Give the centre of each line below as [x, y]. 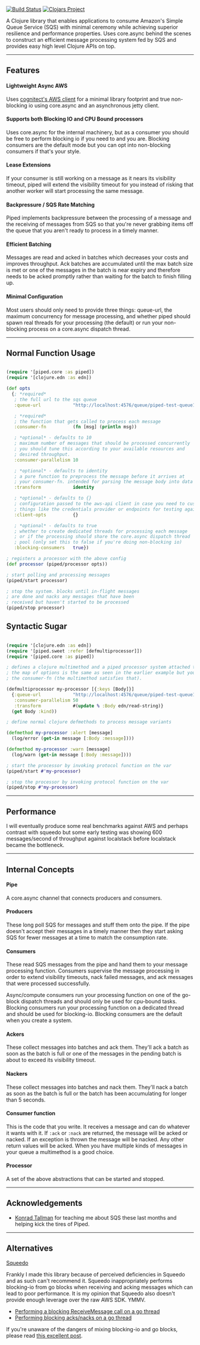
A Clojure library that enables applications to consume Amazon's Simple [95, 21]
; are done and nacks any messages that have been [70, 597]
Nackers [17, 1073]
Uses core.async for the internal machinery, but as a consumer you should [98, 132]
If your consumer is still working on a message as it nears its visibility [91, 178]
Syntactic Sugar [37, 627]
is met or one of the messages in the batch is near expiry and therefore [93, 270]
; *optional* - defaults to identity [61, 471]
